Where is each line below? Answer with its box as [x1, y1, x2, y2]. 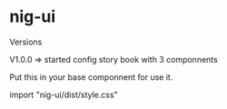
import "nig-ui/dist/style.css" [9, 89, 118, 100]
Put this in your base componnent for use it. [9, 71, 173, 83]
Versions [9, 36, 43, 47]
